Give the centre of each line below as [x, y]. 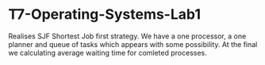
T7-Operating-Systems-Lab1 [104, 14]
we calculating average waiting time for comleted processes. [108, 52]
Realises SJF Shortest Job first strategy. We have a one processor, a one [127, 36]
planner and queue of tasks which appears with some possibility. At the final [133, 44]
